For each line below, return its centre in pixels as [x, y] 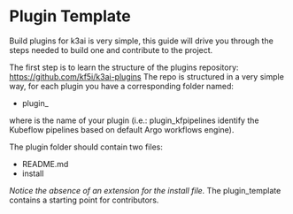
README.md [45, 164]
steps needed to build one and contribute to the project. [111, 50]
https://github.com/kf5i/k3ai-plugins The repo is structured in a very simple [147, 76]
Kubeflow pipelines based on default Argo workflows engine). [122, 129]
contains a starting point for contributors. [84, 200]
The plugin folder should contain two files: [86, 147]
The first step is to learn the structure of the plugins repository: [124, 67]
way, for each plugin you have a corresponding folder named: [122, 86]
